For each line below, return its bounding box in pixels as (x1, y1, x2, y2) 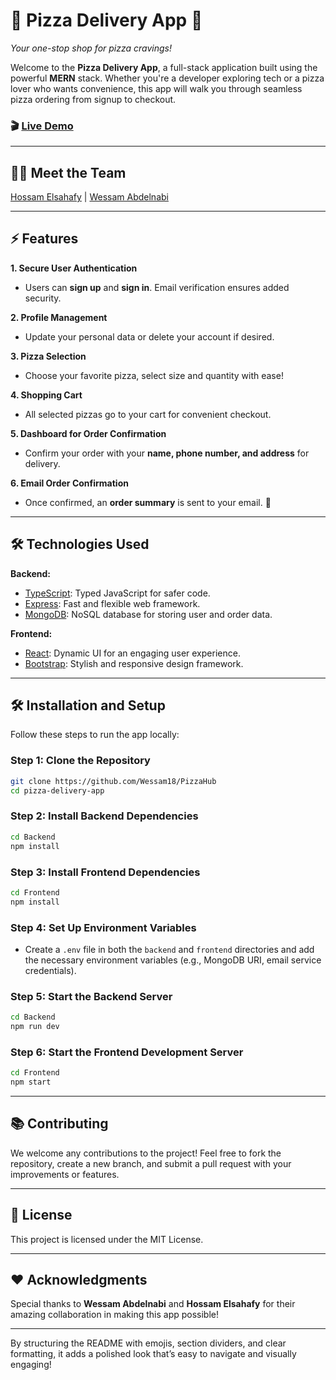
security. (24, 292, 62, 304)
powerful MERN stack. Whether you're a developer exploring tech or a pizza (10, 72, 325, 84)
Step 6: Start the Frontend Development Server (10, 1045, 244, 1059)
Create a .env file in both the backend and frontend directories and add (24, 943, 315, 955)
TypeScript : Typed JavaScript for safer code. (24, 587, 211, 599)
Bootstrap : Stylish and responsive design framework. (24, 657, 244, 669)
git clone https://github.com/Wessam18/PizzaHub (10, 776, 217, 786)
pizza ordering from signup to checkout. (10, 93, 177, 105)
